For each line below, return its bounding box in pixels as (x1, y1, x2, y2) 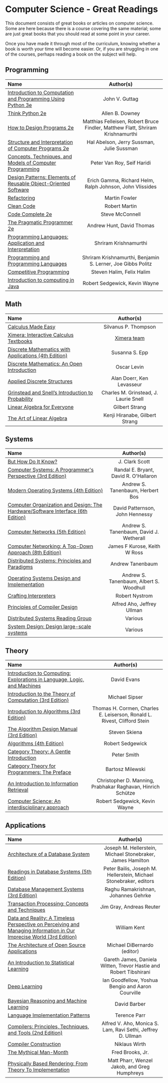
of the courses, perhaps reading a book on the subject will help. (5, 51, 137, 57)
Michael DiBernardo (106, 942, 154, 949)
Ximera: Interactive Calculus (7, 331, 74, 338)
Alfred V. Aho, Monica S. (101, 1020, 159, 1027)
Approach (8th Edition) (7, 549, 61, 556)
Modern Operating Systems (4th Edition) (7, 487, 103, 494)
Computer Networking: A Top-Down (7, 543, 93, 550)
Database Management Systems (7, 886, 84, 892)
